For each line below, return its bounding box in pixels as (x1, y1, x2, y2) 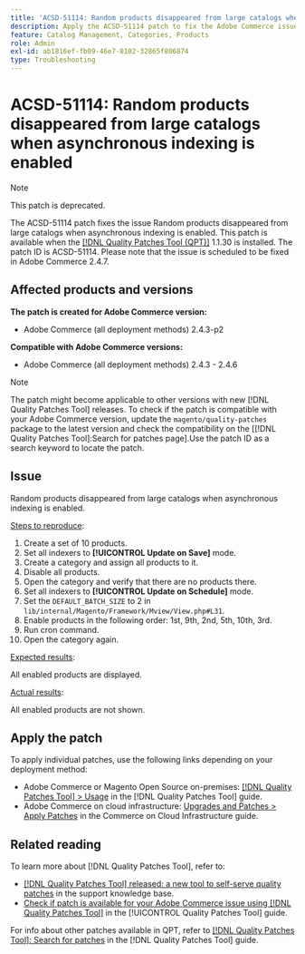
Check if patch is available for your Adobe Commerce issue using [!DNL (23, 898, 292, 909)
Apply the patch (10, 730, 103, 745)
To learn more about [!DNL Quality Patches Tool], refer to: (10, 861, 225, 871)
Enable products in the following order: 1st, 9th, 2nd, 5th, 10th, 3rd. (23, 614, 272, 626)
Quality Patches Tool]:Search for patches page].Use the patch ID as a (10, 433, 270, 443)
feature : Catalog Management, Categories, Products (10, 30, 209, 39)
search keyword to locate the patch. (10, 442, 145, 453)
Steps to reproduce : (10, 520, 85, 531)
